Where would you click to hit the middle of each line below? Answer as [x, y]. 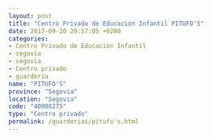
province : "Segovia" [43, 91]
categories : [28, 39]
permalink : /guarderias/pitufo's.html [74, 122]
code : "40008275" [38, 106]
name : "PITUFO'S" [38, 84]
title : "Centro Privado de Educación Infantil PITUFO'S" [106, 24]
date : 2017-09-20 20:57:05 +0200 [65, 31]
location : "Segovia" [43, 99]
